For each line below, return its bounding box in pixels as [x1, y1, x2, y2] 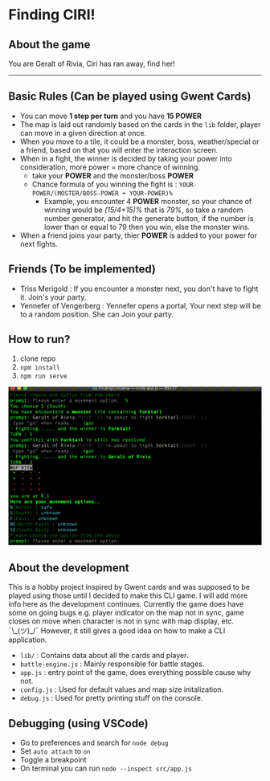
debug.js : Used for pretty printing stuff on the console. [19, 693, 203, 703]
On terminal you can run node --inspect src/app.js [19, 763, 193, 773]
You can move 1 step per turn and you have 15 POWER [19, 111, 202, 121]
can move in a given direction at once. [19, 128, 147, 137]
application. [8, 635, 47, 644]
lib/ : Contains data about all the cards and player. [19, 651, 189, 660]
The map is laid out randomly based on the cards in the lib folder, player [19, 119, 261, 129]
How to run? [8, 333, 71, 346]
